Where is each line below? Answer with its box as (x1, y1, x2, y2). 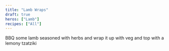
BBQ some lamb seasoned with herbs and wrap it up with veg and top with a (5, 35, 164, 41)
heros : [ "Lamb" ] (5, 16, 39, 21)
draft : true (5, 12, 30, 17)
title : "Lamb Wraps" (5, 7, 49, 12)
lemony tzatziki (5, 40, 37, 46)
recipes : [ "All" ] (5, 21, 42, 26)
